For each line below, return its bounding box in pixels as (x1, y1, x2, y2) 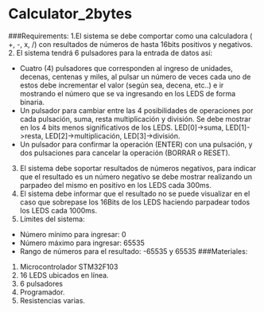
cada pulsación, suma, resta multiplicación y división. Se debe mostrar (19, 114, 251, 123)
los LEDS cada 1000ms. (19, 205, 98, 215)
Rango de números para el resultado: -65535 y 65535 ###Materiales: (19, 246, 248, 255)
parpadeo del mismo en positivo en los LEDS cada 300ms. (19, 180, 212, 189)
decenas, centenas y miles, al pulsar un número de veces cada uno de (19, 72, 251, 81)
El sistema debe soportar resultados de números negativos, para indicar (19, 163, 257, 173)
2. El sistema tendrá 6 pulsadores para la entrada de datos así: (8, 48, 213, 57)
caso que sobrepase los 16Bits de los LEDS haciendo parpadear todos (19, 197, 250, 207)
